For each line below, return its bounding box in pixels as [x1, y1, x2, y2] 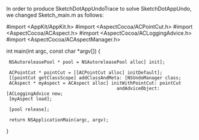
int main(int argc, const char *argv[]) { [6, 47, 101, 55]
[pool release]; [8, 106, 50, 112]
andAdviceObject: [116, 85, 161, 91]
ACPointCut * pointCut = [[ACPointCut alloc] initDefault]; [8, 70, 163, 76]
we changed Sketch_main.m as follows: [6, 11, 104, 19]
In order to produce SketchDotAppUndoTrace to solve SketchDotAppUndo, [6, 5, 192, 12]
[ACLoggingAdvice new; [6, 91, 63, 97]
